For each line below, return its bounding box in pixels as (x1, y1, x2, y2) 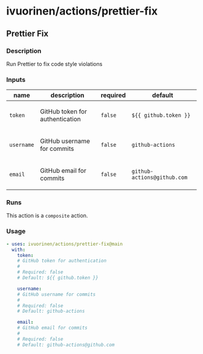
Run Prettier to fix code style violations (6, 60, 103, 67)
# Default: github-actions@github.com (17, 341, 115, 348)
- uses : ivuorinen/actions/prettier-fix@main (6, 241, 123, 247)
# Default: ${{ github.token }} (17, 275, 98, 281)
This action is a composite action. (6, 212, 88, 219)
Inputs (6, 75, 26, 84)
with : (11, 247, 26, 253)
